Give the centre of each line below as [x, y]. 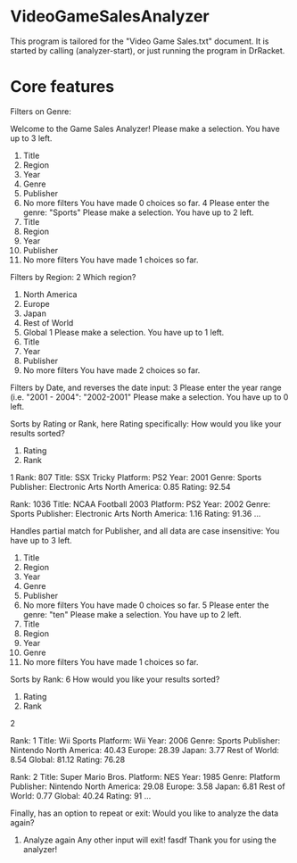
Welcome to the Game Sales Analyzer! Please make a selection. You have [145, 129]
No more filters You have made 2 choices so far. [111, 370]
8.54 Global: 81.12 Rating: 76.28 [68, 759]
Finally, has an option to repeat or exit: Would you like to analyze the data [144, 813]
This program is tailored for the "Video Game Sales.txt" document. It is [140, 41]
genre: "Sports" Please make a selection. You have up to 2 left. [138, 212]
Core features [62, 87]
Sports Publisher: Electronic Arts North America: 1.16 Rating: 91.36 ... [136, 513]
